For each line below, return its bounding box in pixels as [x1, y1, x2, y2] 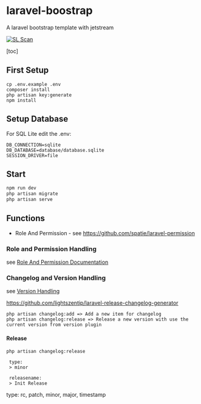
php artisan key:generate [6, 92, 72, 98]
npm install [6, 97, 36, 104]
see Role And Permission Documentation [6, 258, 109, 266]
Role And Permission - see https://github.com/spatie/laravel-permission [15, 229, 196, 236]
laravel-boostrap [6, 4, 93, 18]
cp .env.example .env [6, 81, 61, 87]
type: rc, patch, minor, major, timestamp [6, 391, 106, 398]
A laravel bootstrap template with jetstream [6, 24, 114, 31]
